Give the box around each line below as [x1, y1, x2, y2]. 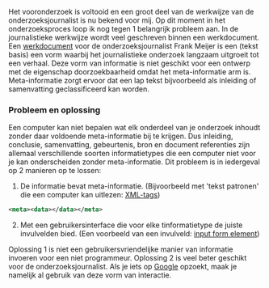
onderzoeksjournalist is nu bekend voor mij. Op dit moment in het [8, 15, 226, 25]
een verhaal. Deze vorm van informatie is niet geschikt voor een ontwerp [8, 58, 250, 68]
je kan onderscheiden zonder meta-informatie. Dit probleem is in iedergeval [8, 157, 260, 167]
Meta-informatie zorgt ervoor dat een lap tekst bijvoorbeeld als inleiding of [8, 76, 257, 85]
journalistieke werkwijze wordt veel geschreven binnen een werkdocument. [8, 32, 260, 42]
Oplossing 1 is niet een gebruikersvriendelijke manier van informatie [8, 244, 233, 254]
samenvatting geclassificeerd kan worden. [8, 84, 149, 94]
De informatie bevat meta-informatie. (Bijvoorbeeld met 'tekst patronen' [19, 181, 259, 191]
